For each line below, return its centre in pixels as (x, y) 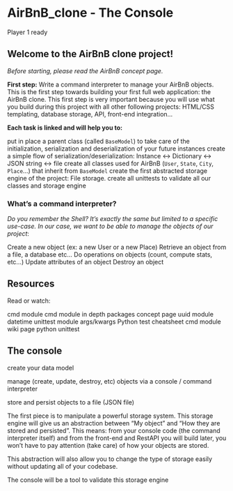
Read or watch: (29, 301)
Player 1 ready (27, 32)
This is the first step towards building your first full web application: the (109, 91)
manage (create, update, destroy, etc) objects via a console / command (110, 381)
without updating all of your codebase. (63, 466)
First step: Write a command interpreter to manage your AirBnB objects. (111, 84)
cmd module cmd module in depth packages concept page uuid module (111, 314)
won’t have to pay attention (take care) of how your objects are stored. (108, 445)
